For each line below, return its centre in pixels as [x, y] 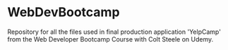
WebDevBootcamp [64, 12]
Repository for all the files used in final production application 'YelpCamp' [114, 32]
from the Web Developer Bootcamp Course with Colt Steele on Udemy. [110, 39]
